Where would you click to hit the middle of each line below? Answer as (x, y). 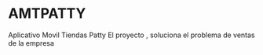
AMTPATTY (47, 14)
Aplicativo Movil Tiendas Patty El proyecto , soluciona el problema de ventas (131, 35)
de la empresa (31, 43)
